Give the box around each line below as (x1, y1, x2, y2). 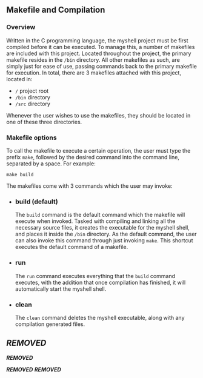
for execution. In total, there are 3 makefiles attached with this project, (6, 69, 182, 76)
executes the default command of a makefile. (15, 244, 128, 251)
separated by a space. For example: (6, 160, 96, 167)
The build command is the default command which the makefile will (15, 211, 185, 219)
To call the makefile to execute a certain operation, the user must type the (6, 147, 191, 154)
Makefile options (6, 133, 57, 142)
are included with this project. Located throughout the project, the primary (6, 50, 191, 57)
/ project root (15, 87, 49, 94)
